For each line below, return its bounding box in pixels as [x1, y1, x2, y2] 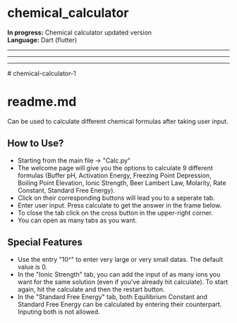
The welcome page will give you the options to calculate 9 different [17, 163, 213, 172]
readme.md [7, 94, 77, 110]
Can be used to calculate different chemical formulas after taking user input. [7, 117, 229, 125]
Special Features [7, 236, 83, 248]
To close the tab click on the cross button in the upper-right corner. [17, 208, 214, 217]
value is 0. [17, 262, 48, 271]
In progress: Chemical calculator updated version [7, 28, 152, 37]
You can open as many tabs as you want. [17, 216, 138, 224]
